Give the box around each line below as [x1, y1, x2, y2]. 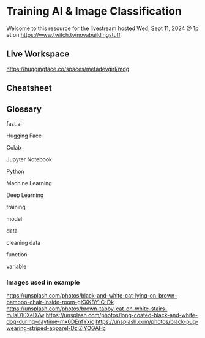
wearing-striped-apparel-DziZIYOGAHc [6, 325, 106, 332]
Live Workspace [6, 49, 70, 60]
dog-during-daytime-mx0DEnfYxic [6, 318, 95, 326]
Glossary [6, 104, 42, 114]
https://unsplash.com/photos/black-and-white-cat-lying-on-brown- [6, 292, 177, 299]
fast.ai [6, 120, 23, 127]
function [6, 250, 28, 258]
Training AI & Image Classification [6, 4, 182, 18]
